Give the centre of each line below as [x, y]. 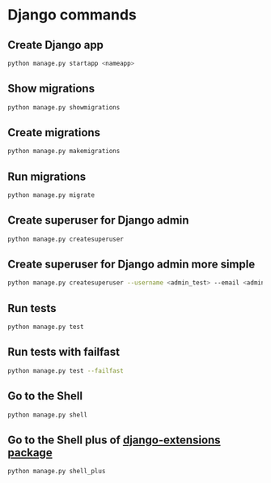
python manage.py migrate [51, 195]
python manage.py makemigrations [64, 152]
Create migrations [54, 133]
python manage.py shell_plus [57, 472]
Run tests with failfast [64, 352]
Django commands [72, 15]
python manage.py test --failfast [66, 370]
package [30, 453]
